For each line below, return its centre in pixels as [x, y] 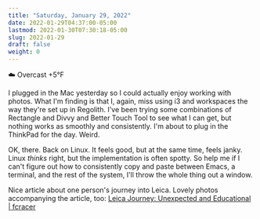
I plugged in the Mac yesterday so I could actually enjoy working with [120, 93]
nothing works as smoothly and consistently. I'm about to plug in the [118, 126]
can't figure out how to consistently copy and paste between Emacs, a [122, 166]
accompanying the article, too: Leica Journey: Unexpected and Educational [130, 198]
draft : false [29, 45]
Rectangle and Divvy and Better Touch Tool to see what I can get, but [120, 118]
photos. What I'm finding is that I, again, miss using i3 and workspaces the [128, 101]
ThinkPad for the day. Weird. [54, 135]
